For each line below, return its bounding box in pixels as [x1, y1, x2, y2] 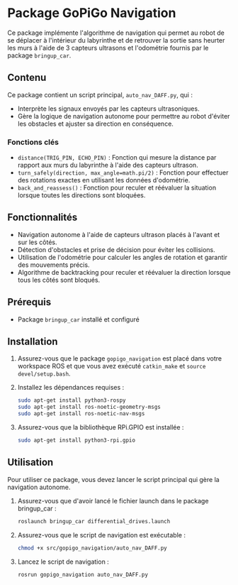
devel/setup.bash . [17, 369, 71, 378]
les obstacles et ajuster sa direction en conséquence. [17, 119, 174, 128]
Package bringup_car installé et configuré [17, 315, 140, 324]
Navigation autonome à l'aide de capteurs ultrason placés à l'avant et [17, 230, 220, 239]
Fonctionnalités [7, 212, 78, 224]
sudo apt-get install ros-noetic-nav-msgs [17, 410, 145, 417]
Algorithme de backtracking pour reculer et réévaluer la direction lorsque [17, 268, 231, 276]
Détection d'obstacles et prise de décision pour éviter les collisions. [17, 245, 215, 253]
